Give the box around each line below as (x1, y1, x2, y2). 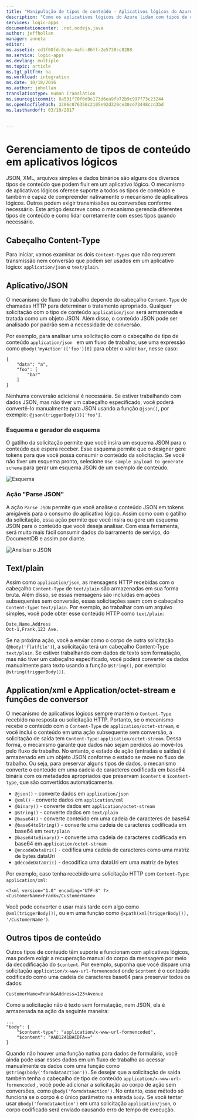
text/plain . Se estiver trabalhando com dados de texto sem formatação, (6, 649, 182, 656)
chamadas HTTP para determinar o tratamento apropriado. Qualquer (6, 302, 172, 309)
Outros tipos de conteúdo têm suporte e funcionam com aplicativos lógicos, (6, 948, 189, 956)
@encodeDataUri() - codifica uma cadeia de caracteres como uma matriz (14, 846, 189, 853)
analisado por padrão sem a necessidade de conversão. (6, 321, 142, 328)
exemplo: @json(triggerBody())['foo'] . (6, 411, 103, 418)
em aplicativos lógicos (6, 155, 118, 168)
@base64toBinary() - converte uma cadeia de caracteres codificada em (14, 834, 186, 841)
